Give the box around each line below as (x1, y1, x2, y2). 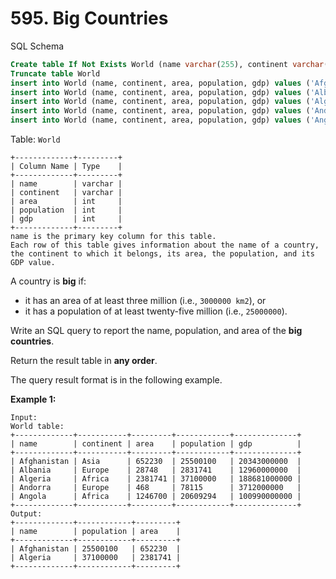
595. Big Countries (10, 7, 169, 30)
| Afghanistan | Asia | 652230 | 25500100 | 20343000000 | (10, 457, 302, 467)
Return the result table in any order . (10, 355, 158, 367)
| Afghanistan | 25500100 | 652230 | (10, 544, 182, 554)
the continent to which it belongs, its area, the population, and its (10, 249, 315, 259)
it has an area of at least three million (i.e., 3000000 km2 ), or (24, 295, 267, 307)
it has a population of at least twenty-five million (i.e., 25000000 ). (24, 305, 288, 317)
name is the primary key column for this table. (10, 232, 217, 242)
